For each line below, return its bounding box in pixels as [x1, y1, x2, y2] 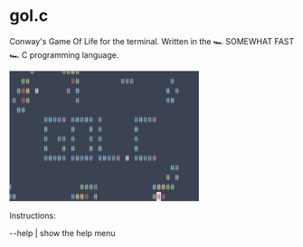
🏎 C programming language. [9, 49, 119, 60]
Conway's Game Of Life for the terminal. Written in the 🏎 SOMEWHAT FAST [9, 35, 295, 46]
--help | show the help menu [9, 227, 116, 238]
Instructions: [9, 210, 56, 221]
